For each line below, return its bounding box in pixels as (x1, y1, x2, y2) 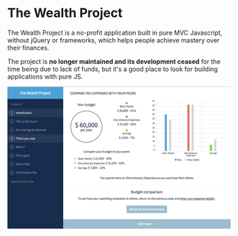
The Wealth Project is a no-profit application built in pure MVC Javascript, (7, 28, 223, 37)
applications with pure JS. (7, 72, 84, 81)
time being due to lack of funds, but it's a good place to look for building (7, 64, 218, 73)
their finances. (7, 43, 50, 52)
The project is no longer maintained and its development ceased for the (7, 57, 221, 65)
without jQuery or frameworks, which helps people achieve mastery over (7, 35, 220, 44)
